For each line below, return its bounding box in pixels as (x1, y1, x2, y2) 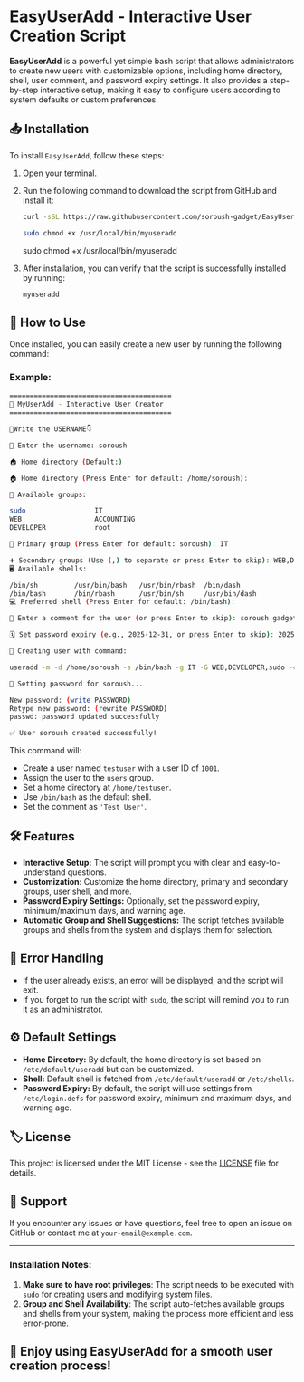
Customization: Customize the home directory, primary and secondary (22, 877, 289, 888)
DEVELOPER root (9, 523, 111, 533)
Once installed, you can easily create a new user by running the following (9, 339, 283, 350)
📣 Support (9, 1194, 68, 1209)
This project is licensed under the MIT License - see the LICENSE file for (9, 1157, 279, 1169)
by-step (9, 84, 39, 95)
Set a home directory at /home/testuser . (22, 782, 172, 793)
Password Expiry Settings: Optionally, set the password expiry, (22, 896, 261, 907)
